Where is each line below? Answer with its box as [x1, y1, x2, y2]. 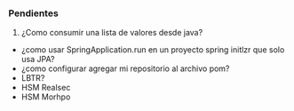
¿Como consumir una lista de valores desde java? [20, 28, 203, 38]
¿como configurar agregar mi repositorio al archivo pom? [20, 63, 230, 74]
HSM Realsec [20, 83, 71, 93]
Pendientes [8, 7, 59, 20]
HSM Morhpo [20, 91, 71, 102]
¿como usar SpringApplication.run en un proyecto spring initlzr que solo [20, 44, 285, 55]
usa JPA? [20, 54, 55, 65]
